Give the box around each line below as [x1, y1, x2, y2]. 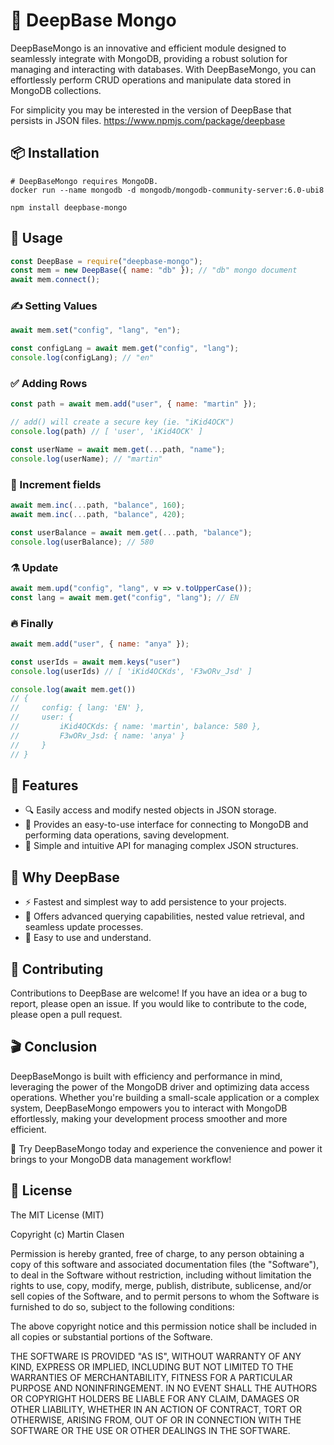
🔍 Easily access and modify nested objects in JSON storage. [24, 804, 277, 816]
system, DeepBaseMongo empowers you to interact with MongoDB [10, 1102, 288, 1114]
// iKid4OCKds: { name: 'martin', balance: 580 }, [10, 722, 262, 732]
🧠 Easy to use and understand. [24, 932, 152, 944]
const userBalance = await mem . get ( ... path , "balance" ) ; [10, 527, 253, 538]
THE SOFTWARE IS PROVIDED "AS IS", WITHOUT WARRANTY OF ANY [10, 1350, 302, 1362]
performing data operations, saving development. [24, 829, 230, 841]
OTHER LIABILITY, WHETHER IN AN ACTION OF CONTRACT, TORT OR [10, 1403, 302, 1415]
